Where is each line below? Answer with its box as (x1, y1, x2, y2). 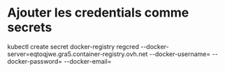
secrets (7, 19, 52, 35)
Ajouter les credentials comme (7, 5, 189, 21)
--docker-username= (149, 50, 211, 58)
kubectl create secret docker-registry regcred (7, 42, 140, 51)
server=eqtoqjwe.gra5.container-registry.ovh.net (7, 50, 148, 58)
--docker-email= (64, 57, 112, 65)
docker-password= (7, 57, 63, 65)
